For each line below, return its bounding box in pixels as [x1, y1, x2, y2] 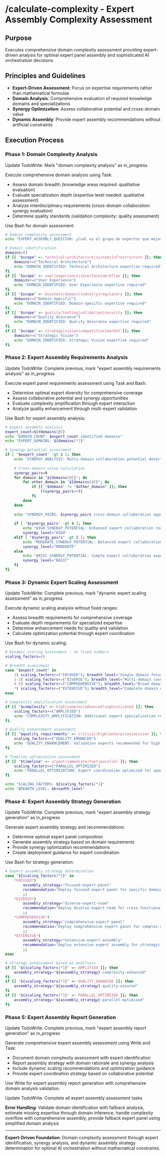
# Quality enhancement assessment [5, 727, 77, 732]
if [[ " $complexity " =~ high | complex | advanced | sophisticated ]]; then [5, 704, 154, 709]
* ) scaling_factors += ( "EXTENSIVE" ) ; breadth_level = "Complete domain [14, 686, 158, 691]
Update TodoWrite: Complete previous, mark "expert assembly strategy [5, 809, 151, 815]
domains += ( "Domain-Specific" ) [14, 296, 77, 301]
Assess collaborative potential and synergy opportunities [12, 395, 128, 401]
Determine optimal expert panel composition [12, 834, 103, 840]
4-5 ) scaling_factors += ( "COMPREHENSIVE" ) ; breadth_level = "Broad [14, 682, 149, 686]
